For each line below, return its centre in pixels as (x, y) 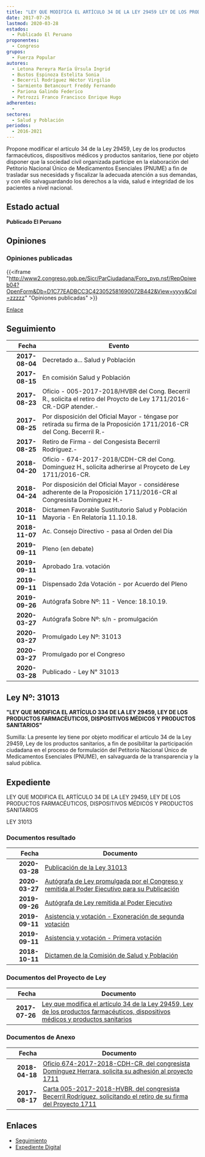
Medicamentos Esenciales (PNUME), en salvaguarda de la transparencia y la (103, 756)
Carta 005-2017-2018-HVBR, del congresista (111, 1089)
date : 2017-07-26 (28, 18)
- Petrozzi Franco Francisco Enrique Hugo (67, 97)
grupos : (16, 52)
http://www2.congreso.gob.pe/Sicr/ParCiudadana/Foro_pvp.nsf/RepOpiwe (103, 278)
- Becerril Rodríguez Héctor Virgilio (61, 80)
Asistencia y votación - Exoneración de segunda (114, 917)
